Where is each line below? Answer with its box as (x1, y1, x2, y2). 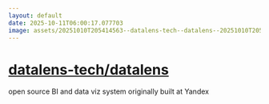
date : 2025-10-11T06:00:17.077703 (8, 19, 124, 27)
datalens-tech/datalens (8, 60, 170, 79)
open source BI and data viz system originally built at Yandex (8, 87, 210, 96)
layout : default (8, 11, 62, 20)
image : (8, 26, 30, 34)
